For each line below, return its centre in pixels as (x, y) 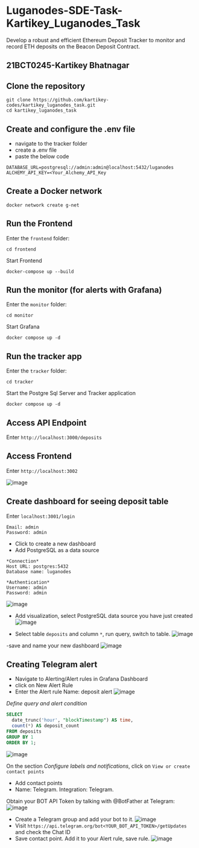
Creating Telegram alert (52, 665)
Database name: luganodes (39, 571)
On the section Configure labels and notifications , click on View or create (98, 766)
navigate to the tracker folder (51, 143)
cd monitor (20, 316)
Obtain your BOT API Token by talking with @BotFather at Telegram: (90, 801)
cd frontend (21, 249)
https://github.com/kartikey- (71, 100)
